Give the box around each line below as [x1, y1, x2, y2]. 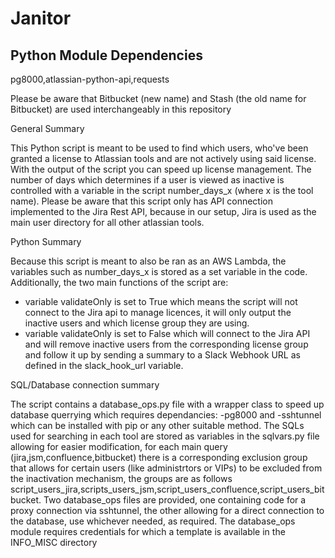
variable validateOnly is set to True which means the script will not [24, 296, 298, 307]
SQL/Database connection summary [10, 379, 160, 391]
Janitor [10, 7, 72, 30]
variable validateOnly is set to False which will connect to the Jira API [24, 328, 311, 339]
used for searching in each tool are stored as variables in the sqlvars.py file [10, 430, 320, 442]
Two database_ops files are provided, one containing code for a [43, 494, 307, 506]
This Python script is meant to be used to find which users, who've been [10, 142, 309, 154]
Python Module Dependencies [10, 47, 203, 64]
